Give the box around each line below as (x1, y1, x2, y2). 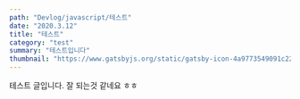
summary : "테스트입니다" (9, 46, 91, 55)
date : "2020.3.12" (9, 21, 78, 30)
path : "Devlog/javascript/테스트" (9, 12, 132, 22)
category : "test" (9, 37, 74, 47)
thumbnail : (9, 54, 50, 63)
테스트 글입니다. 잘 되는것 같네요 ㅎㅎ (9, 80, 138, 90)
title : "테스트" (9, 29, 64, 38)
